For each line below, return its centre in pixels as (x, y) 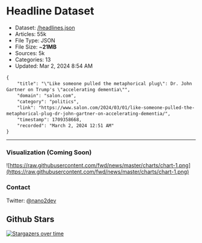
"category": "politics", (48, 101)
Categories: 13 (33, 59)
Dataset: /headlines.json (45, 28)
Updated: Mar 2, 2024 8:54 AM (54, 66)
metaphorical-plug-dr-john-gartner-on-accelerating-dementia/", (88, 113)
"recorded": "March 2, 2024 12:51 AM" (66, 125)
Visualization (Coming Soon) (49, 152)
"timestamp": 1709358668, (50, 119)
